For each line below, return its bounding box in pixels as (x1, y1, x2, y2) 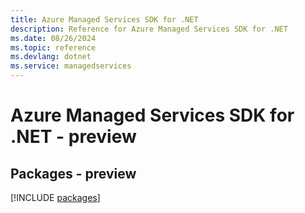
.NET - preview (10, 126, 137, 148)
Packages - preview (10, 165, 137, 182)
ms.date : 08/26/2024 (10, 33, 97, 43)
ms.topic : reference (10, 42, 97, 53)
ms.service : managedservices (10, 61, 132, 71)
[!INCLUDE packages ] (10, 192, 101, 203)
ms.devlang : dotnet (10, 52, 92, 62)
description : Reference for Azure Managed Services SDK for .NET (10, 24, 288, 34)
